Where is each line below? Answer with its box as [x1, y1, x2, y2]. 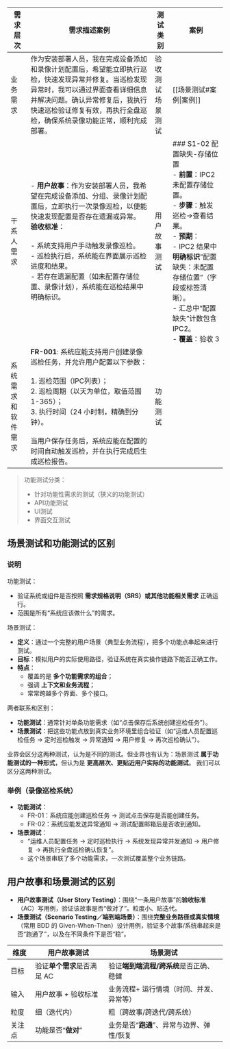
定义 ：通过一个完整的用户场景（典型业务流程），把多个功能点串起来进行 [16, 637, 218, 646]
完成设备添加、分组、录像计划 [44, 191, 140, 201]
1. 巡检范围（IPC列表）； [30, 376, 108, 386]
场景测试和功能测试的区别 [7, 538, 115, 550]
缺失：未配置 [172, 262, 214, 271]
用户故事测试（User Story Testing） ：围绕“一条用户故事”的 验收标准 [16, 896, 206, 904]
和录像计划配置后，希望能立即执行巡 [30, 64, 147, 74]
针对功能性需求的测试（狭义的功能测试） [34, 490, 149, 498]
